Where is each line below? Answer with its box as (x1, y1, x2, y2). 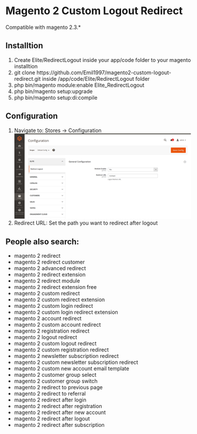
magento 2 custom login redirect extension (14, 308, 118, 316)
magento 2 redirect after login (14, 396, 86, 403)
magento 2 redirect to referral (14, 390, 86, 397)
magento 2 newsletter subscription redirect (14, 353, 119, 360)
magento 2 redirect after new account (14, 409, 106, 416)
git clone (14, 69, 36, 76)
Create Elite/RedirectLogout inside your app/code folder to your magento (14, 56, 191, 63)
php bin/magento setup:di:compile (14, 94, 98, 101)
